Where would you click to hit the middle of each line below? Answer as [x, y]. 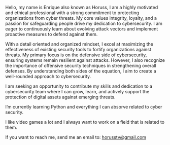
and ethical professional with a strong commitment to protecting [72, 13]
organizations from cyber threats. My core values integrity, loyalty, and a [81, 18]
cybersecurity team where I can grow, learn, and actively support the [77, 92]
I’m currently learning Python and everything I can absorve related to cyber [84, 107]
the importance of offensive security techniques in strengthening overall [81, 66]
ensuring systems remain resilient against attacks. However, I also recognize [85, 60]
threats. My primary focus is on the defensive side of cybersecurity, [76, 55]
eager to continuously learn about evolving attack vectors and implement [82, 29]
